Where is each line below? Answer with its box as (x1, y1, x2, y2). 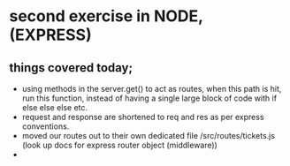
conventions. (21, 121, 70, 132)
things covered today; (9, 60, 134, 75)
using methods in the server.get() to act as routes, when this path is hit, (21, 84, 282, 94)
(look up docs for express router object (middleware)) (21, 140, 218, 150)
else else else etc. (21, 102, 88, 112)
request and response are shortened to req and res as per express (21, 112, 264, 122)
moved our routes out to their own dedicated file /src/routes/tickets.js (21, 131, 276, 140)
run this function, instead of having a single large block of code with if (21, 93, 277, 103)
